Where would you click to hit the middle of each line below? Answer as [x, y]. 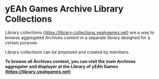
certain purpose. [22, 42]
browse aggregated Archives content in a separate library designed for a [78, 38]
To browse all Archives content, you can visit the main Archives [70, 61]
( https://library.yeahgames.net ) [38, 71]
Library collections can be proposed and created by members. [67, 52]
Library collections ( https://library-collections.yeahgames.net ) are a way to [80, 32]
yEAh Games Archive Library [64, 9]
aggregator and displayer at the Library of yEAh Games [62, 66]
